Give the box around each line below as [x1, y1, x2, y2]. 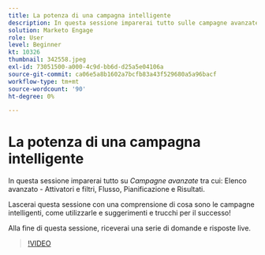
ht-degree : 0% [8, 92, 55, 100]
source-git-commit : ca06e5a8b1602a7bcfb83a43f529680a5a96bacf [8, 70, 217, 78]
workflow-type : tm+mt [8, 77, 80, 85]
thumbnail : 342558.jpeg [8, 56, 87, 64]
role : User [8, 33, 44, 42]
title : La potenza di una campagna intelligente [8, 11, 171, 20]
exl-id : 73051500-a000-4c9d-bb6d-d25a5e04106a [8, 63, 164, 71]
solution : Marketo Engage [8, 26, 93, 34]
